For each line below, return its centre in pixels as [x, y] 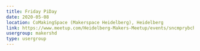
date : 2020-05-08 [28, 17]
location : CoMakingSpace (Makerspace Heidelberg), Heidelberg [85, 22]
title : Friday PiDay [32, 11]
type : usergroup [26, 39]
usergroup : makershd [32, 33]
